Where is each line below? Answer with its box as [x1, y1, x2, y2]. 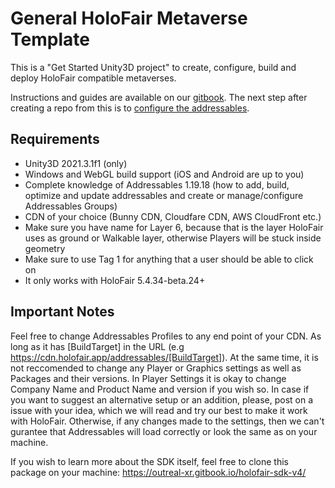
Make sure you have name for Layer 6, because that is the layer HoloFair [24, 221, 324, 233]
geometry [24, 242, 66, 254]
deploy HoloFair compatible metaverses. [10, 72, 177, 84]
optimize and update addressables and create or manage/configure [24, 189, 304, 201]
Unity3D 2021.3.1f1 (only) [24, 157, 128, 169]
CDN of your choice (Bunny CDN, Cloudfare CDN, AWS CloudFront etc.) [24, 210, 322, 222]
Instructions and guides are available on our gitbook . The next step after [10, 91, 308, 103]
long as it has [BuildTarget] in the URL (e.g [10, 340, 185, 352]
